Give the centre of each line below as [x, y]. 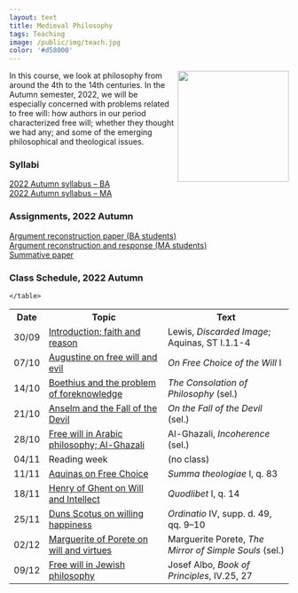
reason [63, 343]
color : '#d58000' [41, 51]
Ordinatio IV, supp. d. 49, [220, 514]
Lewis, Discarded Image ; [220, 332]
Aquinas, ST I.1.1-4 [209, 343]
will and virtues [80, 550]
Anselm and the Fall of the [103, 408]
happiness [70, 525]
